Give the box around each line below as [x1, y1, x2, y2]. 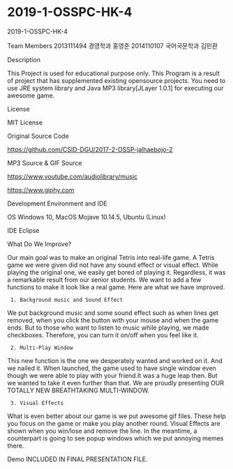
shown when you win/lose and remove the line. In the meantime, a [7, 426, 197, 435]
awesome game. [7, 91, 55, 100]
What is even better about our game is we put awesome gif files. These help [7, 412, 227, 420]
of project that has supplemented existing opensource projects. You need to [7, 76, 226, 84]
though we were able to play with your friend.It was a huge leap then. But [7, 371, 218, 380]
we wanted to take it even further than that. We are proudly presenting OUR [7, 378, 225, 387]
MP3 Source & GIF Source [7, 158, 82, 167]
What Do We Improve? [7, 240, 72, 248]
